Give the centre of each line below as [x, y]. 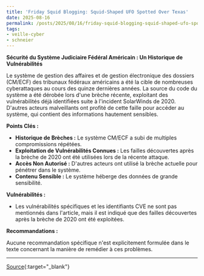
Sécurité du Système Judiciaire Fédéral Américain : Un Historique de [95, 57]
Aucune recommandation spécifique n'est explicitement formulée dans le [98, 243]
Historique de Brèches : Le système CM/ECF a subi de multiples [96, 138]
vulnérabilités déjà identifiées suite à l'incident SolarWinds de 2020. [91, 101]
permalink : [20, 23]
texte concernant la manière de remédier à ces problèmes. [80, 249]
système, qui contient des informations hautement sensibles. [83, 114]
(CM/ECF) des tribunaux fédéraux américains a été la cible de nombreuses [100, 82]
